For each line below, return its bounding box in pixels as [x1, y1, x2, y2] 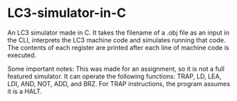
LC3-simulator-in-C [7, 5, 127, 21]
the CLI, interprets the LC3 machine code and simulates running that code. [7, 35, 226, 44]
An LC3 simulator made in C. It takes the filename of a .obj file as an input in [7, 28, 230, 37]
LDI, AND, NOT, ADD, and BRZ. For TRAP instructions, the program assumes [7, 79, 231, 88]
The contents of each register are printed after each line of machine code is [7, 43, 230, 52]
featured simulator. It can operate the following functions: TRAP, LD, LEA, [7, 72, 222, 81]
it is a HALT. [7, 87, 43, 95]
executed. [7, 51, 37, 59]
